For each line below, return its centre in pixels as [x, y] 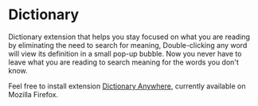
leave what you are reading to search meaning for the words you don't [123, 62]
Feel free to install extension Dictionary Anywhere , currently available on [127, 86]
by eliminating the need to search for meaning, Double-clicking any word [128, 45]
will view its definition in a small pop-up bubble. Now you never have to [125, 53]
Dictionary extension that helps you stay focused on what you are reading [129, 37]
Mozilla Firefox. [33, 94]
